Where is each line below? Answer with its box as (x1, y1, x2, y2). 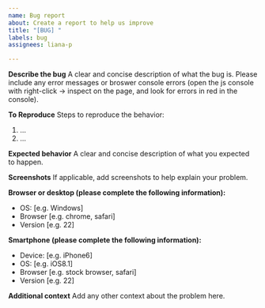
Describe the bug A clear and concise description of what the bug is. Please (8, 69, 258, 79)
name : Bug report (8, 11, 66, 20)
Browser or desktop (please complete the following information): (8, 188, 226, 197)
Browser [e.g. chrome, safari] (19, 212, 116, 221)
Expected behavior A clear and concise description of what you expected (8, 149, 250, 159)
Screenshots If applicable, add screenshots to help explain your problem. (8, 173, 248, 182)
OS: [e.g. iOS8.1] (19, 259, 74, 269)
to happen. (8, 157, 44, 167)
